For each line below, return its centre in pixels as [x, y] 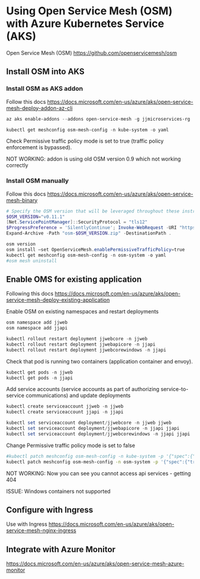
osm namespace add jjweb [37, 323]
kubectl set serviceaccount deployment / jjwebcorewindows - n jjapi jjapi [98, 434]
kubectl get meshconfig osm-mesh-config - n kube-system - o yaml [87, 130]
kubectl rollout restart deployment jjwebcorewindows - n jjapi [86, 350]
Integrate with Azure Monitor [61, 549]
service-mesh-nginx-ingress [41, 531]
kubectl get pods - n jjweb [40, 372]
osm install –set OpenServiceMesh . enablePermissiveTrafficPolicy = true [96, 250]
